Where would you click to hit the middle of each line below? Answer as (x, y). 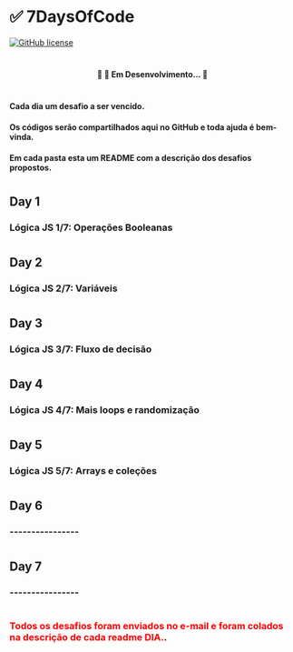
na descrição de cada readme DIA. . (88, 637)
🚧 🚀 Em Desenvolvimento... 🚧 (152, 75)
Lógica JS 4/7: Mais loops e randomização (104, 409)
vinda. (22, 136)
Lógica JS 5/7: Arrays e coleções (83, 471)
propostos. (31, 167)
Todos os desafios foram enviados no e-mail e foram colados (146, 627)
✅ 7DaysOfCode (72, 17)
